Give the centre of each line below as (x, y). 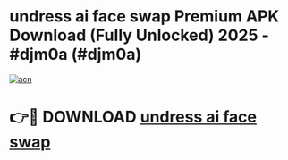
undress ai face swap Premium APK (144, 17)
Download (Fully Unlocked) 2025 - (140, 35)
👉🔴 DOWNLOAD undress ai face (133, 117)
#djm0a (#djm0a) (75, 55)
